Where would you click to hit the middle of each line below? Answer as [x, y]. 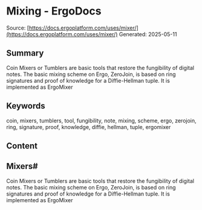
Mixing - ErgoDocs [54, 11]
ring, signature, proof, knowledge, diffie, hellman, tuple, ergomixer [89, 127]
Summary [25, 53]
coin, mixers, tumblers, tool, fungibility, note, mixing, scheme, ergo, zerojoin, [101, 120]
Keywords [26, 106]
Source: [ [18, 28]
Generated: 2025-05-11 [148, 34]
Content [22, 146]
